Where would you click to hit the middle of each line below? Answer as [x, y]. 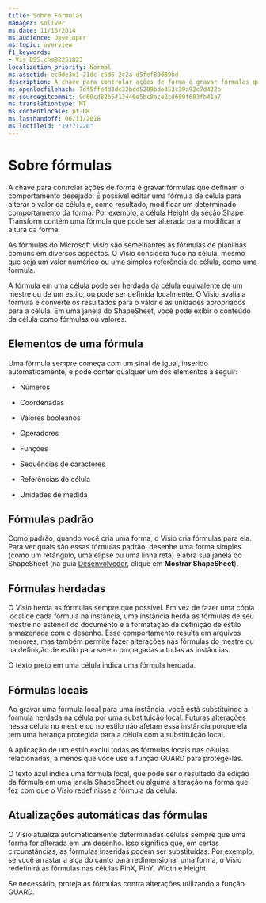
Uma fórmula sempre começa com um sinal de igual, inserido [108, 363]
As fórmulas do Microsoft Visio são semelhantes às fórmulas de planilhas [127, 245]
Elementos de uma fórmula [76, 344]
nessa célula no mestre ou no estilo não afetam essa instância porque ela [128, 725]
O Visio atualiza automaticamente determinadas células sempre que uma [127, 834]
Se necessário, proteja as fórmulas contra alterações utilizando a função [127, 883]
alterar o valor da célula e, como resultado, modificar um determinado [122, 204]
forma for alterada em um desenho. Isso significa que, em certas [114, 843]
